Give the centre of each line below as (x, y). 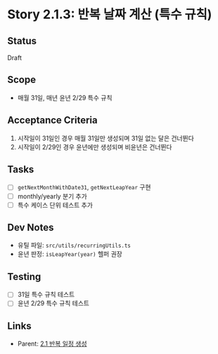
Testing (24, 276)
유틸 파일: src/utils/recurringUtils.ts (74, 245)
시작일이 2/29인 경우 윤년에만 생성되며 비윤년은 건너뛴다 (95, 147)
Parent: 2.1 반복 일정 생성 (52, 344)
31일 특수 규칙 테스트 (46, 295)
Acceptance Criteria (52, 120)
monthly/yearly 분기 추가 (52, 196)
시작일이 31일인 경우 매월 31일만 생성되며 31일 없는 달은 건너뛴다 (106, 138)
